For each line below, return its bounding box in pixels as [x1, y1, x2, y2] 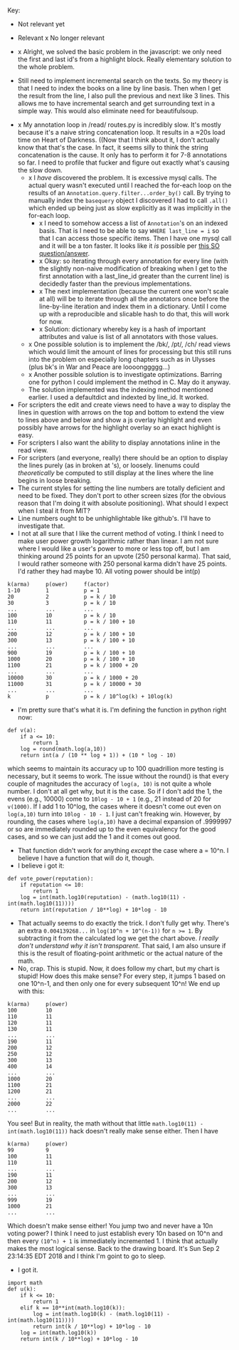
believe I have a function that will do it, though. [17, 854, 155, 862]
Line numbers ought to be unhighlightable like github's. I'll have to [17, 514, 211, 522]
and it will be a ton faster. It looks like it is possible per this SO [38, 242, 221, 250]
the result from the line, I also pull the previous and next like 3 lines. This [17, 92, 230, 100]
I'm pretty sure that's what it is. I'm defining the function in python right [17, 705, 227, 714]
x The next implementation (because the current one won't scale [38, 287, 229, 295]
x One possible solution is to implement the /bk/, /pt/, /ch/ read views [28, 340, 231, 348]
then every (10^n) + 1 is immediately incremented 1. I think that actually [7, 1237, 218, 1245]
